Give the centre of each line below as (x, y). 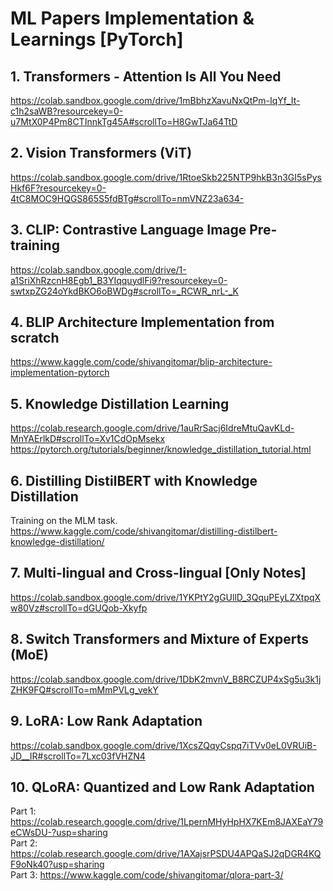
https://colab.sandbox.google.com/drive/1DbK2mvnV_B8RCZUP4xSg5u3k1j (166, 679)
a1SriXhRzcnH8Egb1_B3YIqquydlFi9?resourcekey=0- (119, 280)
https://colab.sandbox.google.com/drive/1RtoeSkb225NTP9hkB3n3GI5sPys (166, 177)
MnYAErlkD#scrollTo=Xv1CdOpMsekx (88, 439)
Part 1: (23, 811)
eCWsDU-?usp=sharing (59, 833)
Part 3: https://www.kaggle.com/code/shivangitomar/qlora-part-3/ (147, 875)
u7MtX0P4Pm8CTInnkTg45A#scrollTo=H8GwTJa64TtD (124, 121)
